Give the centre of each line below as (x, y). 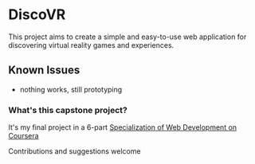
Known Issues (44, 70)
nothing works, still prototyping (71, 89)
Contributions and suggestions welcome (75, 151)
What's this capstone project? (68, 110)
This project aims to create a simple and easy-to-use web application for (127, 37)
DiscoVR (37, 15)
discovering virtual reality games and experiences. (91, 45)
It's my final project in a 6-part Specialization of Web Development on (123, 127)
